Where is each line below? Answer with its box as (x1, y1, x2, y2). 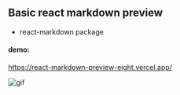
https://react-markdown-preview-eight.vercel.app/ (8, 63, 173, 72)
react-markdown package (19, 27, 104, 36)
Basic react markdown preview (8, 6, 163, 20)
